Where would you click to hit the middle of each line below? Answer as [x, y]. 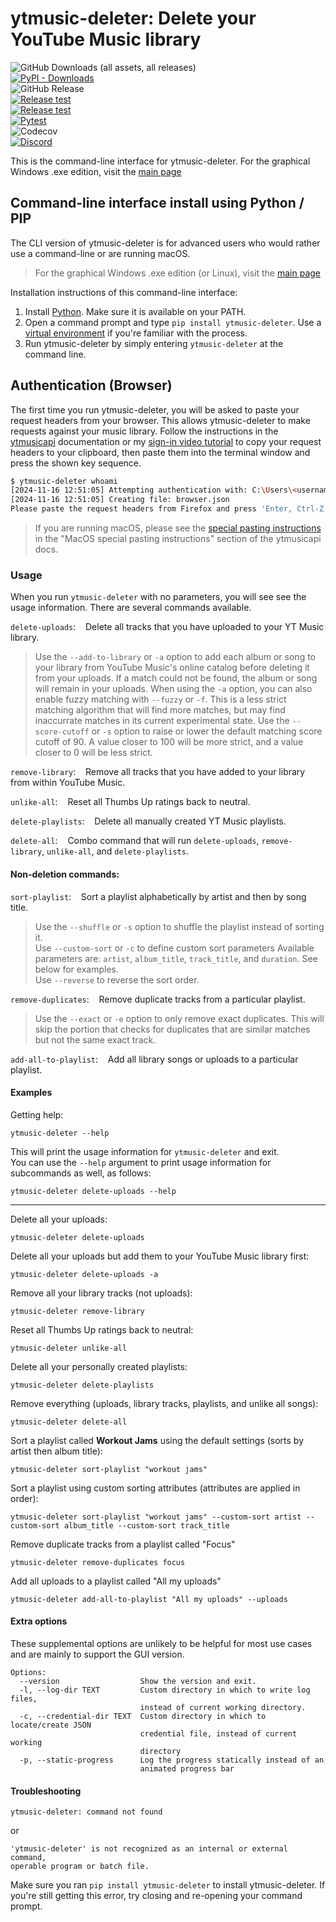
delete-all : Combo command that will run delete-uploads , [135, 841]
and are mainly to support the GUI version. [97, 1654]
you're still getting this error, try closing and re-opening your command [156, 1896]
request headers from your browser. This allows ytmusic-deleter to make [160, 420]
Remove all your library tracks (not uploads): [101, 1293]
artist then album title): [56, 1451]
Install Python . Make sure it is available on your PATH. [135, 311]
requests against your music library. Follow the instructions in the [144, 431]
